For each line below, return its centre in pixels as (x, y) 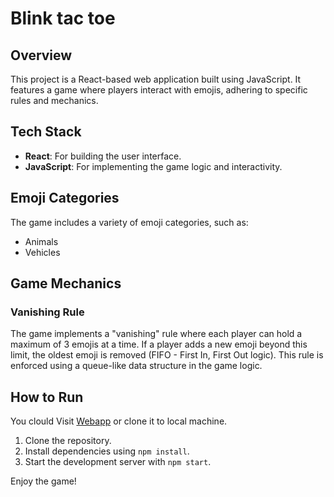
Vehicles (42, 252)
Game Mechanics (66, 283)
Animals (41, 241)
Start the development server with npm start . (118, 462)
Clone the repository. (68, 441)
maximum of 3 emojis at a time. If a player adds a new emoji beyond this (159, 344)
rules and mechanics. (54, 100)
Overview (41, 55)
